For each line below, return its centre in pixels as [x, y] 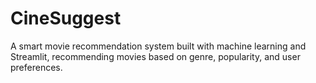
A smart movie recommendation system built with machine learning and [158, 46]
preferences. [36, 67]
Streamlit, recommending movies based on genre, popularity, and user [155, 56]
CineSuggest [66, 18]
